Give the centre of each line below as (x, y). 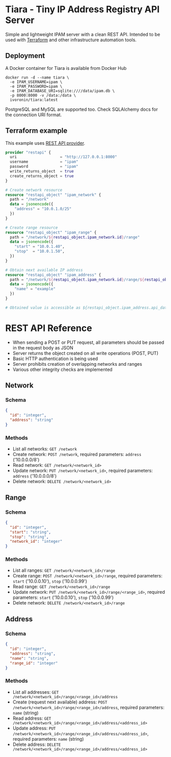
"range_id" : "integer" (34, 663)
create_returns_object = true (42, 176)
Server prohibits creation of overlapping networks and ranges (77, 364)
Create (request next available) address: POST (60, 702)
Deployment (25, 56)
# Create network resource (34, 190)
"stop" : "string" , (30, 537)
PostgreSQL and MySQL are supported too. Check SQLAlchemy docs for (82, 109)
